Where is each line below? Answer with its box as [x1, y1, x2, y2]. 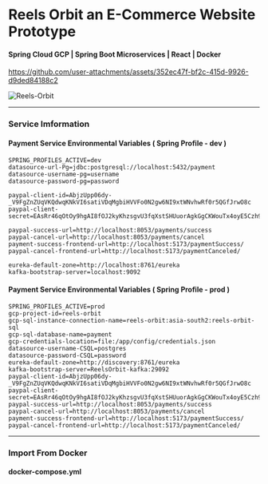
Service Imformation [8, 118, 90, 129]
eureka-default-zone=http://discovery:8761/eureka [8, 358, 180, 367]
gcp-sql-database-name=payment [8, 330, 112, 339]
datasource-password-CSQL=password [8, 351, 127, 359]
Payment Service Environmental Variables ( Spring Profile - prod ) [8, 285, 230, 295]
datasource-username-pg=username [8, 170, 120, 178]
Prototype [8, 22, 77, 41]
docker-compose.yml [8, 467, 82, 477]
